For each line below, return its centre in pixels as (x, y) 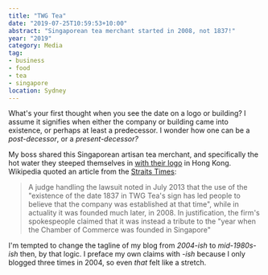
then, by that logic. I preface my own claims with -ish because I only (132, 254)
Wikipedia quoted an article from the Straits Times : (93, 172)
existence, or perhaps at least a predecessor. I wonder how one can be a (129, 130)
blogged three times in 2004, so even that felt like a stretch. (107, 263)
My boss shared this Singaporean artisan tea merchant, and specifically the (134, 154)
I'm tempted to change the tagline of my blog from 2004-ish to (112, 245)
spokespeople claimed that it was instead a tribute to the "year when (142, 221)
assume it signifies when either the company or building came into (119, 122)
